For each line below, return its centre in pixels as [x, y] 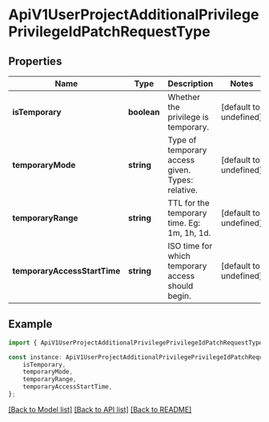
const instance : [35, 357]
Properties [35, 61]
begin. [180, 296]
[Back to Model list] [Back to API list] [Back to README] [100, 409]
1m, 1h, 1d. [189, 233]
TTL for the [189, 203]
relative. [183, 190]
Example [30, 324]
